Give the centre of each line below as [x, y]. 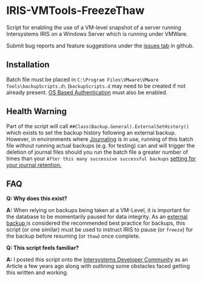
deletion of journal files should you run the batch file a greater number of [97, 152]
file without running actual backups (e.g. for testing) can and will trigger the [101, 145]
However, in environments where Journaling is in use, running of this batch [100, 139]
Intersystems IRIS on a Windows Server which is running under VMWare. [97, 33]
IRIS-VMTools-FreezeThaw [76, 11]
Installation [28, 65]
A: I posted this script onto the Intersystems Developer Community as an [97, 260]
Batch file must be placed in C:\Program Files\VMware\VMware [82, 79]
